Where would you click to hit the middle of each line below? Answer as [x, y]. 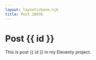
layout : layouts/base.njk [32, 10]
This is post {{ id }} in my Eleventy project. [48, 52]
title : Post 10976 [24, 14]
